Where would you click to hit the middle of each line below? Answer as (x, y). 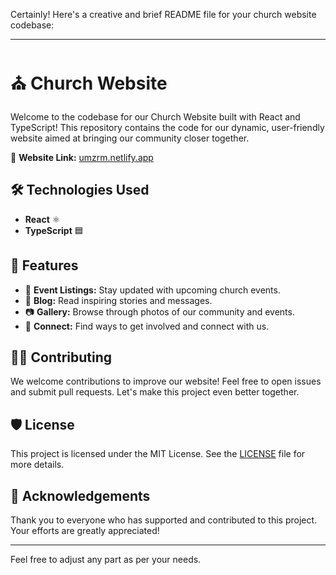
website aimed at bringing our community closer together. (130, 138)
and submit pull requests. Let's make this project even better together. (155, 392)
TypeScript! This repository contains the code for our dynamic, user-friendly (167, 127)
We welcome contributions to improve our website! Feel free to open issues (166, 381)
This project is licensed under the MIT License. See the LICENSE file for (158, 454)
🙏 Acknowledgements (80, 495)
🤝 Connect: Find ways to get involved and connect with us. (147, 326)
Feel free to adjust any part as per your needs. (106, 559)
